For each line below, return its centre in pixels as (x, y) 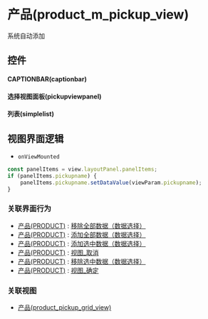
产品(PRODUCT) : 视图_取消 (58, 252)
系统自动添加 (26, 36)
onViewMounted (38, 157)
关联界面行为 (30, 209)
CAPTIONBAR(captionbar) (47, 79)
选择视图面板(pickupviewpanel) (54, 96)
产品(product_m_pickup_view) (98, 15)
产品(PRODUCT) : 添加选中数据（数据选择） (82, 243)
